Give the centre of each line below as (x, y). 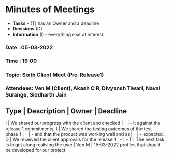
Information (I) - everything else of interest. (59, 34)
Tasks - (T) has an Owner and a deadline (56, 23)
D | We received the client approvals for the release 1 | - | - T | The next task (85, 139)
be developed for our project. (36, 150)
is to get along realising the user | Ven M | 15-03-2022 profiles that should (83, 145)
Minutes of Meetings (50, 9)
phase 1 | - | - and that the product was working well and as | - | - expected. (85, 134)
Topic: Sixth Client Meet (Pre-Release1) (55, 75)
